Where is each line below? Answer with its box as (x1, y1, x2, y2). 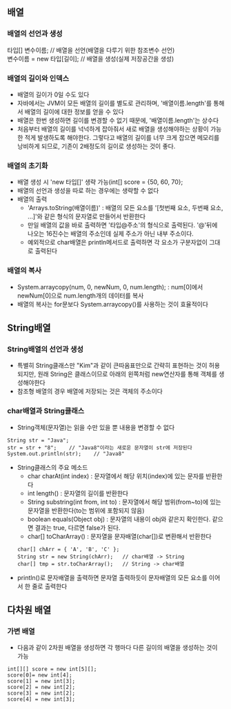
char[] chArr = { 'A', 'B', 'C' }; (17, 546, 120, 553)
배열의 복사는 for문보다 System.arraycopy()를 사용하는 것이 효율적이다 (17, 300, 209, 308)
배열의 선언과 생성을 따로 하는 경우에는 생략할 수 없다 (17, 187, 159, 195)
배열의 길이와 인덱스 (7, 73, 70, 83)
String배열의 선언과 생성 (7, 344, 84, 353)
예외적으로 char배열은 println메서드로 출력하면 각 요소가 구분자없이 (27, 238, 208, 247)
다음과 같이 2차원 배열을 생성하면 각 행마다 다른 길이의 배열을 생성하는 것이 (17, 644, 218, 652)
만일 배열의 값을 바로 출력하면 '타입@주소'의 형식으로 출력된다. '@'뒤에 (27, 221, 218, 229)
